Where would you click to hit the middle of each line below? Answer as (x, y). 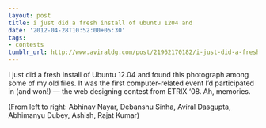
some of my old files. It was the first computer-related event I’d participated (131, 83)
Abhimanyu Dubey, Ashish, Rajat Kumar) (74, 115)
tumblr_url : (28, 52)
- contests (26, 45)
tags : (17, 38)
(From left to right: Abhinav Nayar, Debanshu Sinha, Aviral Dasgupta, (120, 107)
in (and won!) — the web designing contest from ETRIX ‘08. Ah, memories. (129, 91)
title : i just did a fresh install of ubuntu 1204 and (101, 23)
